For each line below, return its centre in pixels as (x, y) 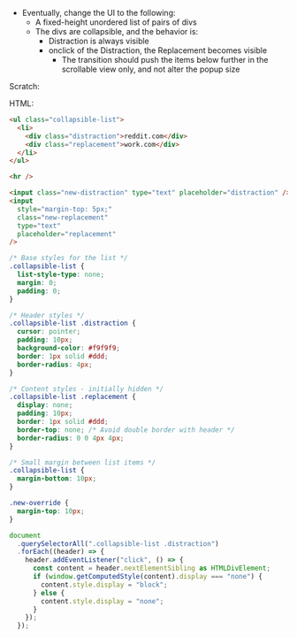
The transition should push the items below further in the (165, 60)
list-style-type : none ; (61, 274)
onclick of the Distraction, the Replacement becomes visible (158, 50)
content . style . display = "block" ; (104, 584)
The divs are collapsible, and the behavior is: (117, 31)
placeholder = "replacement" (67, 234)
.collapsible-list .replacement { (73, 397)
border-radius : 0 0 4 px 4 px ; (71, 438)
